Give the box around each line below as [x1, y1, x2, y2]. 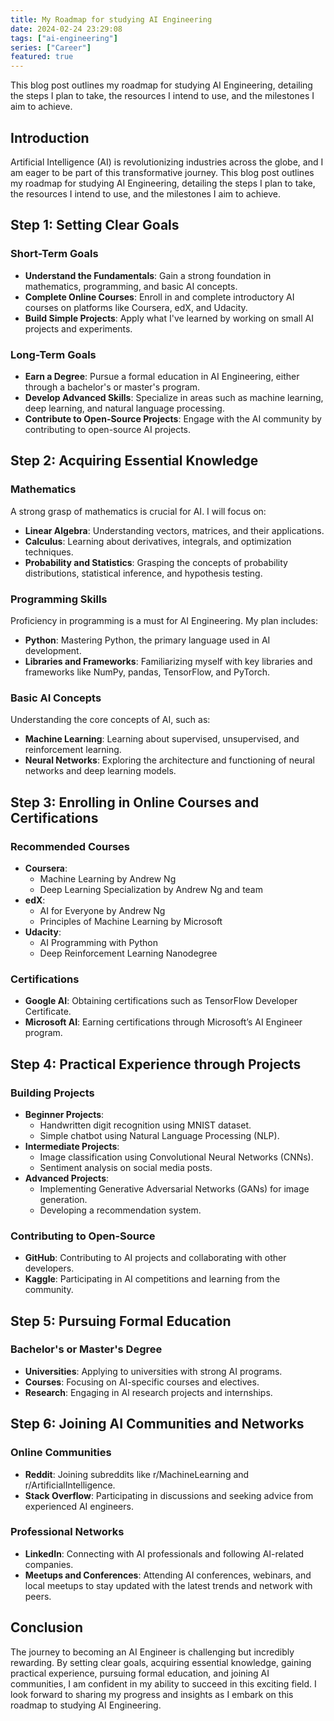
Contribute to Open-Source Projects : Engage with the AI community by [24, 412, 322, 425]
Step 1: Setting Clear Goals [10, 217, 180, 234]
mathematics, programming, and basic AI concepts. [24, 280, 238, 292]
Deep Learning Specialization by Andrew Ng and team [39, 883, 263, 895]
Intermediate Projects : [24, 1140, 120, 1152]
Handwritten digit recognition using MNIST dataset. [39, 1119, 252, 1131]
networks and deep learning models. [24, 765, 177, 777]
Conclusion [10, 1619, 84, 1636]
